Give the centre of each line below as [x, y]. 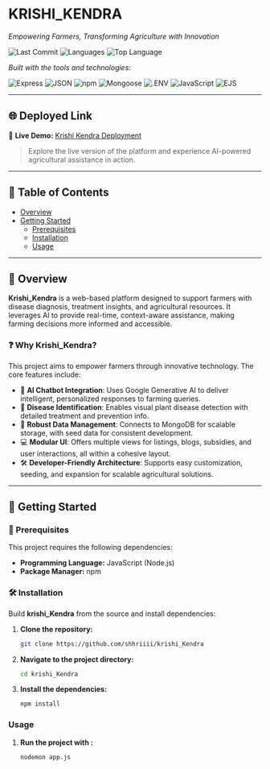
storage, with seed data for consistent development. [106, 432]
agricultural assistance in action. [82, 159]
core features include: [45, 374]
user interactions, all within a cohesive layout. [95, 453]
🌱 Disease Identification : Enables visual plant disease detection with [134, 407]
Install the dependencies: [63, 689]
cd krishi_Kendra [49, 674]
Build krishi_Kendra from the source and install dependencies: [112, 614]
